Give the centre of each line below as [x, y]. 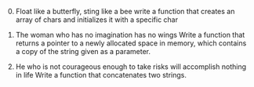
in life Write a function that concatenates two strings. [101, 75]
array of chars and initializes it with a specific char [97, 20]
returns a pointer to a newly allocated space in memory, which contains [131, 43]
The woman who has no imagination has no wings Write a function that [130, 35]
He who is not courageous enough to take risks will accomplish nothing [131, 67]
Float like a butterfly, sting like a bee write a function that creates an [125, 11]
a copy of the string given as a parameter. [83, 51]
